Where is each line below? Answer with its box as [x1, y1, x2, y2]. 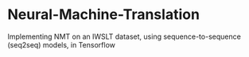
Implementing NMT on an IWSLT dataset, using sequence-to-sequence [7, 32, 242, 41]
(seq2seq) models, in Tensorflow [7, 40, 116, 49]
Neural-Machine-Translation [7, 6, 200, 24]
